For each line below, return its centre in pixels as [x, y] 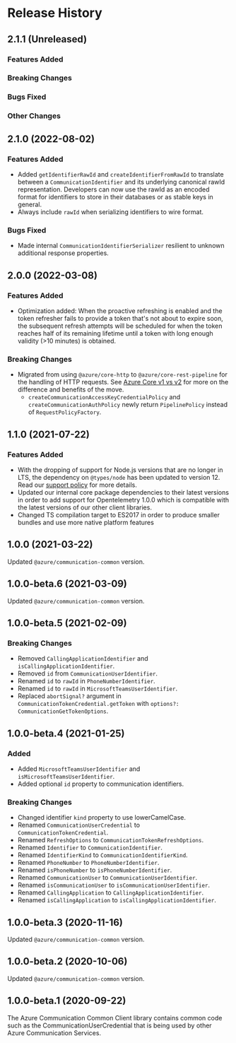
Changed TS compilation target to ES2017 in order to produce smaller [119, 514]
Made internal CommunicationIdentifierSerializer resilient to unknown [121, 246]
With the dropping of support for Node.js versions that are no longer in [120, 470]
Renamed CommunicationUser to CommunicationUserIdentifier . [107, 878]
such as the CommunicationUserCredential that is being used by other [110, 1025]
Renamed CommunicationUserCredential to [78, 825]
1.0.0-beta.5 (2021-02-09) [67, 623]
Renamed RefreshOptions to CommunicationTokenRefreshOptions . [110, 840]
